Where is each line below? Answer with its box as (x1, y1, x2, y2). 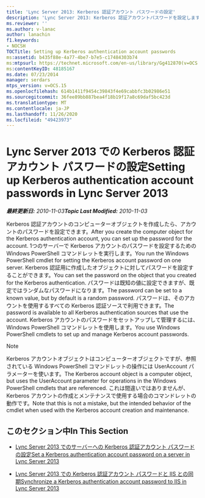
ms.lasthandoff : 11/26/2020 (6, 111, 78, 117)
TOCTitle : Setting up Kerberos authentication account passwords (6, 49, 176, 55)
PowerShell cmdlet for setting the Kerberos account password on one (6, 257, 182, 264)
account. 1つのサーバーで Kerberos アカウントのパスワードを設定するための (6, 242, 197, 250)
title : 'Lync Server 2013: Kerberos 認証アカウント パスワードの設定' (6, 9, 176, 15)
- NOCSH (6, 43, 26, 49)
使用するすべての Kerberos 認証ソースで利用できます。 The (27, 302, 174, 309)
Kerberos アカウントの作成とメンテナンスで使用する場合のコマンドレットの (6, 392, 196, 400)
